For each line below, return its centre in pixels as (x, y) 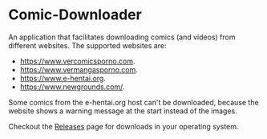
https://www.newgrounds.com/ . (72, 87)
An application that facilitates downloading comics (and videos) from (122, 37)
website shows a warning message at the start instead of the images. (123, 111)
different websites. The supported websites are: (87, 45)
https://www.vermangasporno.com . (79, 69)
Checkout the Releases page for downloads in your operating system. (123, 126)
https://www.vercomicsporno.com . (77, 61)
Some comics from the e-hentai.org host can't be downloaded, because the (133, 102)
